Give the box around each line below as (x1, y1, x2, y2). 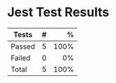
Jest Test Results (7, 4, 110, 20)
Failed (10, 53, 31, 63)
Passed (10, 41, 36, 51)
